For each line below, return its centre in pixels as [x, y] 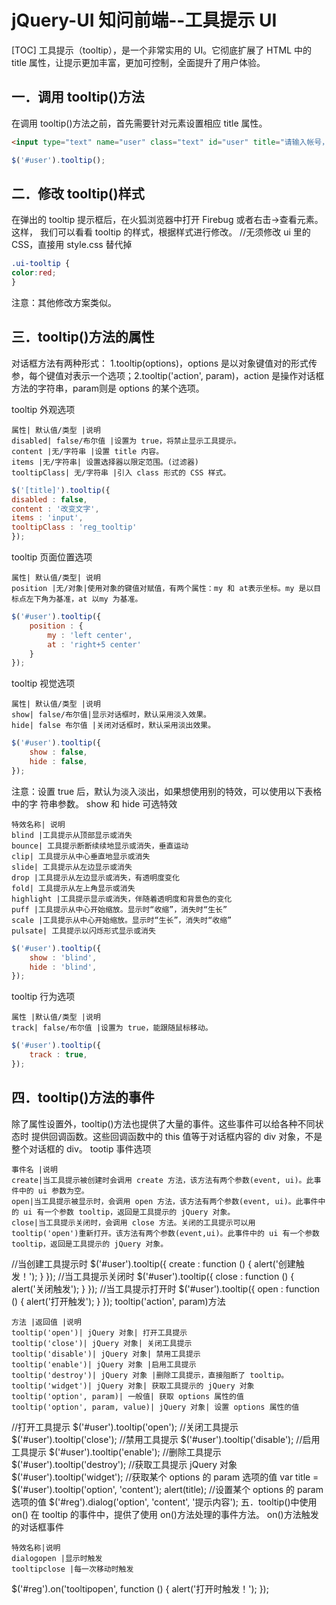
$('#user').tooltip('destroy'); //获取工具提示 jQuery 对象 [124, 1464]
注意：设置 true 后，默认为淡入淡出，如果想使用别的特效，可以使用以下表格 [167, 791]
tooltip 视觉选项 [43, 683]
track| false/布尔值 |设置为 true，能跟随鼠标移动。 [112, 1028]
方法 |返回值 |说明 [46, 1322]
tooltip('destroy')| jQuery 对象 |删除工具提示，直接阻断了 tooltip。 [150, 1375]
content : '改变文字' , [55, 509]
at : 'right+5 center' [94, 644]
